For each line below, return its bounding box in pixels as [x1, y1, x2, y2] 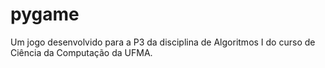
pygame [10, 3, 80, 26]
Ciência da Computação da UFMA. [10, 46, 153, 58]
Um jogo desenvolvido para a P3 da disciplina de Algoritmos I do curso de [10, 36, 316, 48]
